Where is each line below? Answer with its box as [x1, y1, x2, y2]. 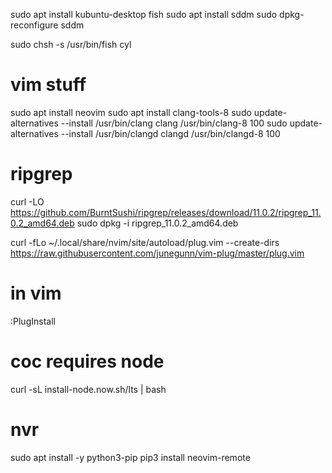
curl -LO [10, 195, 45, 208]
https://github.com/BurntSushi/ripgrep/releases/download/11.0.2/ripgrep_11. [10, 206, 322, 218]
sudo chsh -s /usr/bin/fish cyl [10, 39, 132, 50]
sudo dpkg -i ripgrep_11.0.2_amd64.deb [76, 217, 239, 229]
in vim [10, 282, 62, 305]
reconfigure [10, 19, 59, 31]
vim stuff [10, 74, 87, 96]
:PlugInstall [10, 315, 56, 327]
